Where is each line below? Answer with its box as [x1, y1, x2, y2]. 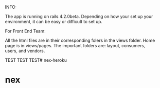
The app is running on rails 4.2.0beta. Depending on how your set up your [5, 14, 153, 19]
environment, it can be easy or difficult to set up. [5, 19, 103, 24]
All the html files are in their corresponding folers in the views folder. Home [5, 37, 155, 43]
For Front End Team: [5, 28, 46, 34]
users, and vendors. [5, 48, 45, 53]
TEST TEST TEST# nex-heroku [5, 57, 67, 63]
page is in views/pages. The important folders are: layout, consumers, [5, 43, 145, 48]
